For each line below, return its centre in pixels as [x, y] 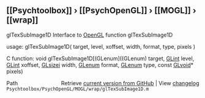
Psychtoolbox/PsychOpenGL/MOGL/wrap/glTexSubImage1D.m [78, 89]
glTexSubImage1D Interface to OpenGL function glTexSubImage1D [90, 35]
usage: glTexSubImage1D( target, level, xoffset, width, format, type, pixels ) [101, 46]
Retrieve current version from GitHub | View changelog [130, 83]
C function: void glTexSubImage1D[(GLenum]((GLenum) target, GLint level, [100, 58]
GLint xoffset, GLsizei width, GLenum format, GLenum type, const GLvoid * [100, 65]
